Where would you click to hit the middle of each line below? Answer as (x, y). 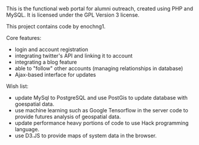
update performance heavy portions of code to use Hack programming (102, 123)
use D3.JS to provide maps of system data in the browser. (86, 135)
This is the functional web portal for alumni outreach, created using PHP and (99, 9)
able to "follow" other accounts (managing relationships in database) (99, 68)
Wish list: (17, 86)
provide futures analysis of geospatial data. (68, 116)
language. (27, 129)
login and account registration (51, 49)
